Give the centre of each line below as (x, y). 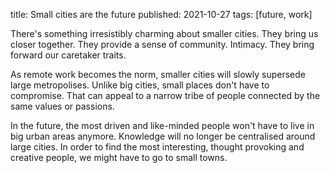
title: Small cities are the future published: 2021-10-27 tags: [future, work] (161, 14)
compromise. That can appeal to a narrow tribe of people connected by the (165, 95)
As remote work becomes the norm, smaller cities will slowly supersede (158, 74)
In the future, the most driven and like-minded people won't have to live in (162, 125)
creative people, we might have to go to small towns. (119, 157)
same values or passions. (62, 106)
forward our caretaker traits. (68, 55)
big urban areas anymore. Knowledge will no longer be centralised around (163, 136)
